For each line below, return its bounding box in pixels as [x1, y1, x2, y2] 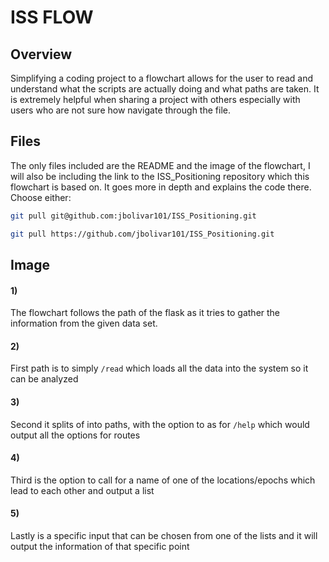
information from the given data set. [10, 317, 158, 330]
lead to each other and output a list [10, 484, 155, 496]
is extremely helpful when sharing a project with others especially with [10, 94, 301, 105]
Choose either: [10, 191, 72, 203]
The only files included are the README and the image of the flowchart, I [10, 159, 311, 171]
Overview [10, 46, 73, 63]
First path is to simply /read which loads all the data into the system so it [10, 362, 309, 375]
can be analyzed [10, 373, 79, 385]
